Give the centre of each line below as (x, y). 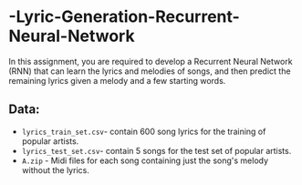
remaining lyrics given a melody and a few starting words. (117, 80)
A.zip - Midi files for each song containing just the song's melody (145, 160)
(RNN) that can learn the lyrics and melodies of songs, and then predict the (150, 71)
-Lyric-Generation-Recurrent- (125, 17)
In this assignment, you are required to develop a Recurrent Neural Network (151, 61)
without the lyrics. (56, 170)
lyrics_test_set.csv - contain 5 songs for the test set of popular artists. (156, 150)
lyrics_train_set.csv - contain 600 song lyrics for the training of (144, 131)
